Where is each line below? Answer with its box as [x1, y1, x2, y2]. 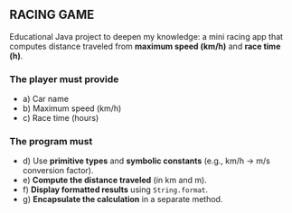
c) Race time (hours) [22, 113, 99, 124]
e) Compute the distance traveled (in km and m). [22, 175, 208, 186]
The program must [9, 135, 93, 148]
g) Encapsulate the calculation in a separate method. [22, 194, 223, 205]
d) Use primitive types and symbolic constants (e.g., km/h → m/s [22, 155, 271, 166]
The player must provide [9, 72, 119, 85]
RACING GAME [9, 7, 95, 23]
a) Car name [22, 94, 70, 105]
